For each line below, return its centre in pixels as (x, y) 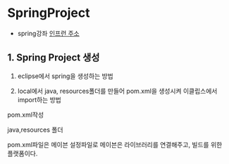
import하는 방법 (39, 99)
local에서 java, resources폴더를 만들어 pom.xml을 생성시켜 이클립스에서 (117, 91)
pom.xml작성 (26, 115)
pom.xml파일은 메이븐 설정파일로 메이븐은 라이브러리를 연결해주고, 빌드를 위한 (115, 144)
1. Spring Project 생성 (54, 58)
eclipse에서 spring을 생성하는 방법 (66, 76)
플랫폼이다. (23, 153)
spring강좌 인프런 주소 (48, 33)
